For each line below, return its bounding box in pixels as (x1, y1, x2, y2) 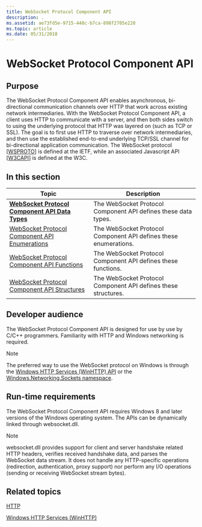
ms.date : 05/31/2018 (6, 31, 58, 37)
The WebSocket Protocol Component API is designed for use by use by (6, 325, 183, 332)
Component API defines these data (93, 207, 192, 215)
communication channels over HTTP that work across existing (33, 103, 188, 111)
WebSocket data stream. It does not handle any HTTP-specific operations (6, 456, 189, 463)
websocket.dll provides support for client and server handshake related (6, 443, 183, 451)
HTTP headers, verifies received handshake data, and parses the (6, 450, 168, 457)
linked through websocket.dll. (6, 420, 79, 427)
